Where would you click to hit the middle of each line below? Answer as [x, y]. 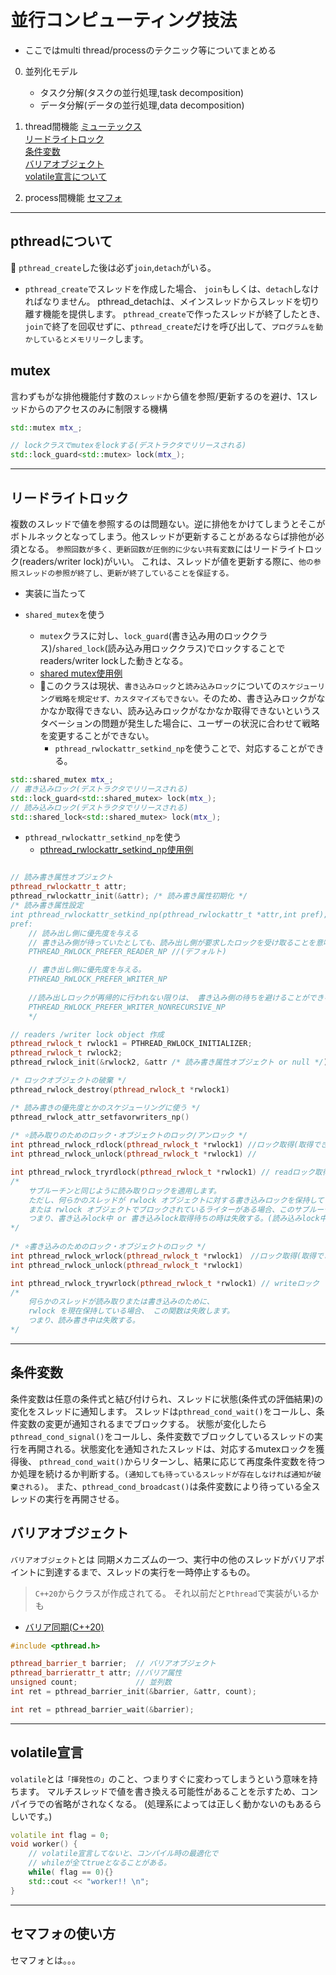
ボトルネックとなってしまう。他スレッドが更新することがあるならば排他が [163, 536]
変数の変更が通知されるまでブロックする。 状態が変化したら [142, 1423]
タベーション [66, 723]
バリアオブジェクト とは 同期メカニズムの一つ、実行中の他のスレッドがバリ [159, 1559]
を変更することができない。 [97, 735]
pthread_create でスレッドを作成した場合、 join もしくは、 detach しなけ [172, 288]
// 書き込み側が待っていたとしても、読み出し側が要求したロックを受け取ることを [172, 942]
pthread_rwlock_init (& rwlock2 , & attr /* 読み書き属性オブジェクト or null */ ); [171, 1062]
